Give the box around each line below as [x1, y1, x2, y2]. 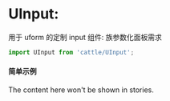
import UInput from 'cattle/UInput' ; [8, 48, 135, 56]
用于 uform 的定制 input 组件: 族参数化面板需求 [8, 32, 163, 42]
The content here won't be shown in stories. [8, 85, 154, 95]
